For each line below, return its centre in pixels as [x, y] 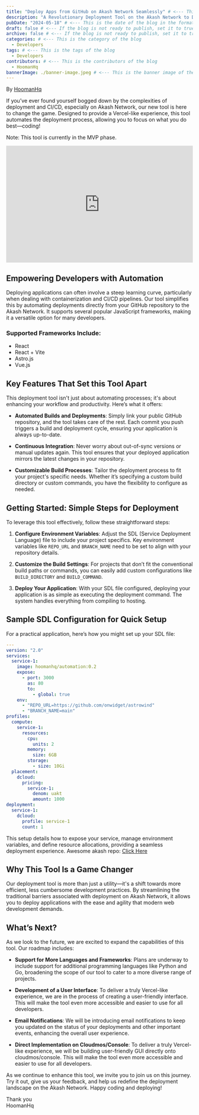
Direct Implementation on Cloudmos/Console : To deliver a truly [94, 1045]
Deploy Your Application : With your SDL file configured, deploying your [102, 588]
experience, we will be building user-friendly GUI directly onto [100, 1051]
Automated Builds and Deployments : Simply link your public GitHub [98, 416]
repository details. [37, 552]
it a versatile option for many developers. [56, 318]
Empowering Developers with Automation [85, 278]
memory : [37, 750]
